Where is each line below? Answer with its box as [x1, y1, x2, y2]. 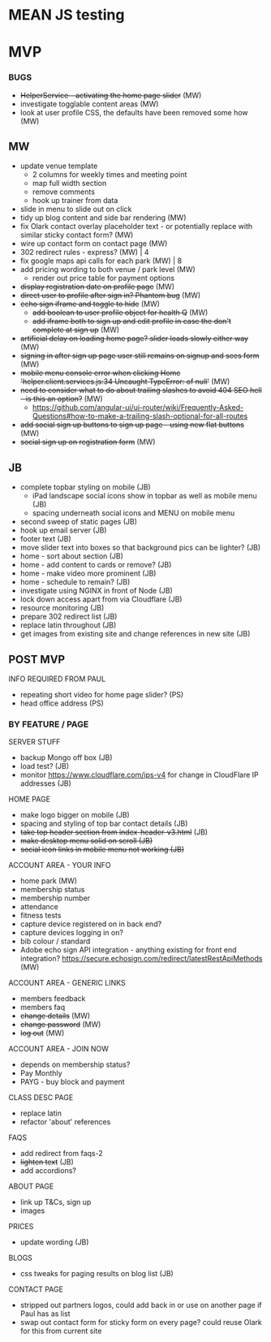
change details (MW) [19, 1011, 91, 1021]
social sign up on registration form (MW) [19, 437, 156, 447]
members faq [19, 1003, 66, 1012]
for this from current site [19, 1326, 102, 1336]
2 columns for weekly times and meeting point [32, 170, 187, 179]
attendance [19, 902, 58, 912]
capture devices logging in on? [19, 928, 124, 938]
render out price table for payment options [32, 274, 175, 283]
